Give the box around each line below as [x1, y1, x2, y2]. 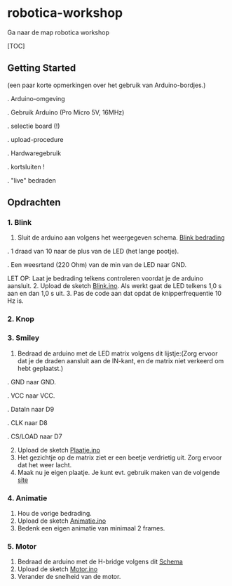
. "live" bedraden [7, 176, 56, 184]
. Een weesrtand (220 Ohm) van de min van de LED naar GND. [7, 261, 187, 269]
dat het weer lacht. [17, 460, 72, 469]
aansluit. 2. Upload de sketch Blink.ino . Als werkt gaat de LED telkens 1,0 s [7, 282, 222, 290]
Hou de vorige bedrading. [17, 509, 93, 517]
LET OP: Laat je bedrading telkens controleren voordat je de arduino [7, 274, 203, 282]
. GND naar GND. [7, 377, 56, 386]
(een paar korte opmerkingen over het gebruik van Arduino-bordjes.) [7, 81, 206, 89]
